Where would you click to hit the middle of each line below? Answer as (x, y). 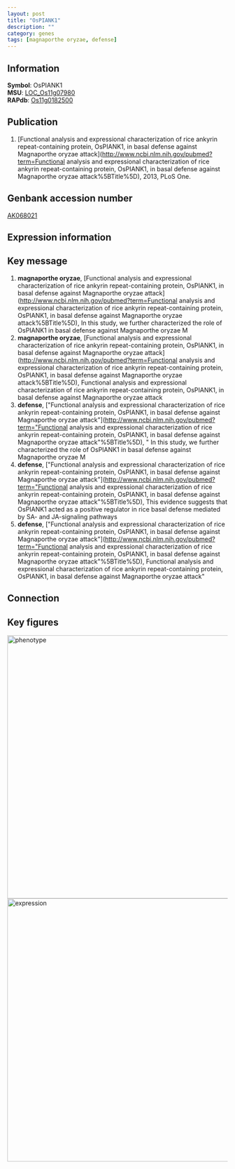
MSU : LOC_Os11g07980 (41, 93)
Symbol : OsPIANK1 (35, 85)
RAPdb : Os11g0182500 (40, 100)
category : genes (31, 33)
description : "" (31, 27)
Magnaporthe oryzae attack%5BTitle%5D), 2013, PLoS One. (104, 176)
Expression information (59, 237)
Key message (37, 261)
